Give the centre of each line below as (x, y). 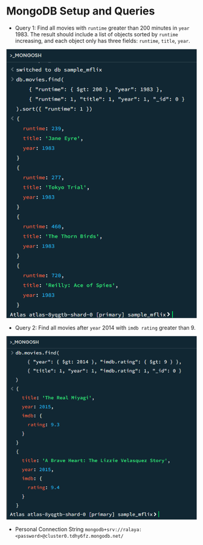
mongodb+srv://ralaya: (113, 530)
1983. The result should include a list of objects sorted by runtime (96, 34)
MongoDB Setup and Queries (81, 11)
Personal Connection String (49, 529)
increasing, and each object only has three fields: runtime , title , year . (102, 41)
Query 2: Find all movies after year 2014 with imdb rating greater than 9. (105, 328)
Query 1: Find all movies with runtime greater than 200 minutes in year (102, 28)
